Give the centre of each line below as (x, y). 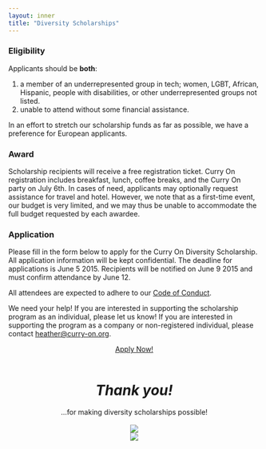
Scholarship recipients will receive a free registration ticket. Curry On (122, 172)
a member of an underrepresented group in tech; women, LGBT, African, (139, 84)
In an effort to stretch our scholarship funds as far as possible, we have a (129, 125)
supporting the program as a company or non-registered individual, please (131, 325)
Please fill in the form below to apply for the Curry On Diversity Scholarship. (133, 252)
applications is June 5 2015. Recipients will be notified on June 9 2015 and (131, 269)
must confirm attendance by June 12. (69, 277)
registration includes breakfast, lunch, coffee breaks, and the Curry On (125, 180)
